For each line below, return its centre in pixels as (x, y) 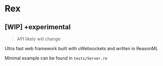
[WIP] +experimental (38, 27)
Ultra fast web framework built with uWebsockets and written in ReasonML (81, 48)
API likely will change (39, 39)
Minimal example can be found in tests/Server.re (56, 58)
